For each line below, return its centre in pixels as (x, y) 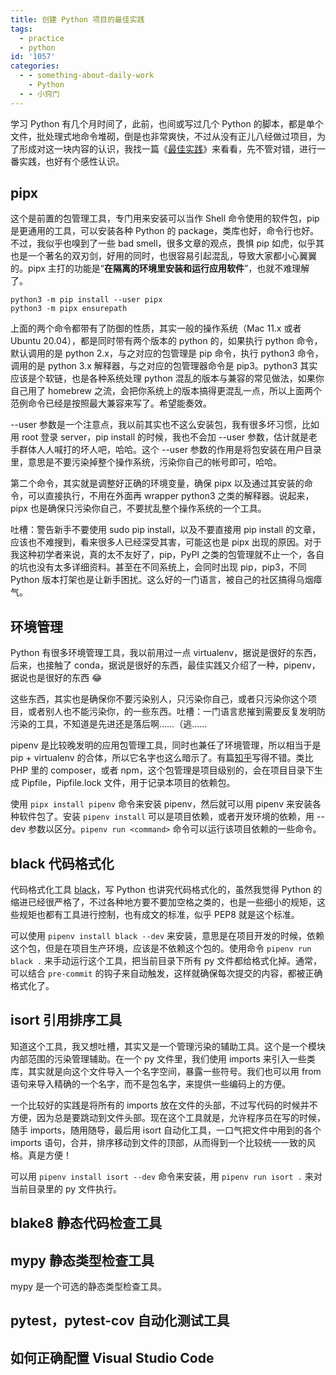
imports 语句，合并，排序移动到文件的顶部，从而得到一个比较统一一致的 (158, 1142)
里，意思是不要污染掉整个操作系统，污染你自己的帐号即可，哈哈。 (146, 462)
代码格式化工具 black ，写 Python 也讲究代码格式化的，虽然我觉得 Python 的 (166, 890)
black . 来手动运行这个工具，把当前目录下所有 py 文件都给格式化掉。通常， (166, 961)
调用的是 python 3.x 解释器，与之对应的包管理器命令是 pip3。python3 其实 (164, 366)
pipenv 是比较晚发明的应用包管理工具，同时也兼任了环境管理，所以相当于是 (166, 745)
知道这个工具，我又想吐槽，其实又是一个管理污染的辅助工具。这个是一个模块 (168, 1046)
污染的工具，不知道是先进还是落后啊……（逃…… (109, 724)
